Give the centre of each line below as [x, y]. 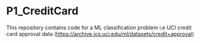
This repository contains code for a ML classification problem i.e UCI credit [99, 27]
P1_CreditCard [42, 11]
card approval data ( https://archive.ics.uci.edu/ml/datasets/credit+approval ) [100, 33]
